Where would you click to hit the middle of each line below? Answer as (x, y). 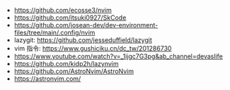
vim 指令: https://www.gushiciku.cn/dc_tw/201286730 (93, 48)
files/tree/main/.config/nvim (54, 32)
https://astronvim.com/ (47, 79)
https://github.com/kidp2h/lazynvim (66, 64)
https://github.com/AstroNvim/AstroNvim (74, 71)
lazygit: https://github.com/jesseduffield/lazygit (83, 40)
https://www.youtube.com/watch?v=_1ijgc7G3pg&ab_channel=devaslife (118, 56)
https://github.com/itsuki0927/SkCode (70, 18)
